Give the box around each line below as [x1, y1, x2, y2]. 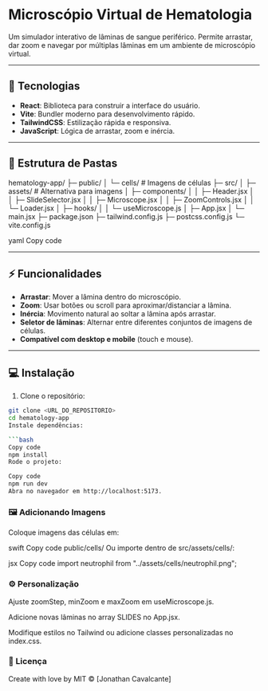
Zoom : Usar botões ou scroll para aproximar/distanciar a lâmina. [19, 300, 231, 310]
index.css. [8, 636, 42, 646]
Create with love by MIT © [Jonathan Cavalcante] [8, 673, 171, 683]
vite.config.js [8, 220, 51, 230]
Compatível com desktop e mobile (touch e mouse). [19, 335, 194, 344]
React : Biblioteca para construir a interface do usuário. [19, 100, 201, 110]
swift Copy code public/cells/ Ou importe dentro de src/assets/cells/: [8, 544, 235, 553]
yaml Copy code [8, 235, 62, 245]
